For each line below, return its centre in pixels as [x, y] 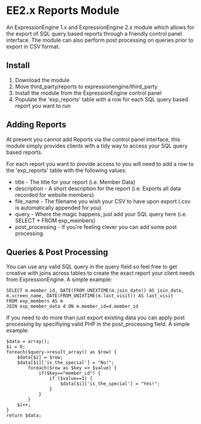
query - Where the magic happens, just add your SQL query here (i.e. [101, 214]
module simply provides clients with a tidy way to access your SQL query [97, 146]
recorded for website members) [54, 194]
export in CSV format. [33, 47]
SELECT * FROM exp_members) [55, 220]
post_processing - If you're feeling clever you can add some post [96, 226]
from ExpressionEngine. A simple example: [59, 280]
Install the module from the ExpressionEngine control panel [88, 93]
